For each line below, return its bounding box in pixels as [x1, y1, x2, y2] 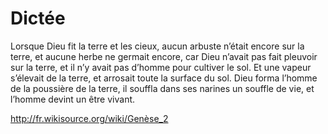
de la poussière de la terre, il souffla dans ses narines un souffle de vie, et [10, 82, 315, 94]
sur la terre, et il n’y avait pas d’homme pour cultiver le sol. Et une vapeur [10, 61, 312, 73]
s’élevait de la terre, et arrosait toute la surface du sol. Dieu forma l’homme [10, 72, 318, 84]
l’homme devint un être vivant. [10, 93, 136, 105]
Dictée [10, 7, 66, 30]
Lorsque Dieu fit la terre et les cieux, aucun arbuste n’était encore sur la [10, 40, 305, 52]
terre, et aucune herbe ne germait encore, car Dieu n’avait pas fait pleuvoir [10, 50, 318, 62]
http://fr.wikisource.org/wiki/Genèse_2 [10, 112, 169, 124]
